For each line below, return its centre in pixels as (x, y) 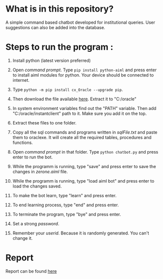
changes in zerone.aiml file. (40, 171)
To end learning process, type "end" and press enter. (66, 205)
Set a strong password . (36, 223)
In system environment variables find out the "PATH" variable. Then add (84, 108)
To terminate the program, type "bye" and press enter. (67, 214)
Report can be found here (31, 271)
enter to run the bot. (33, 157)
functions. (23, 142)
